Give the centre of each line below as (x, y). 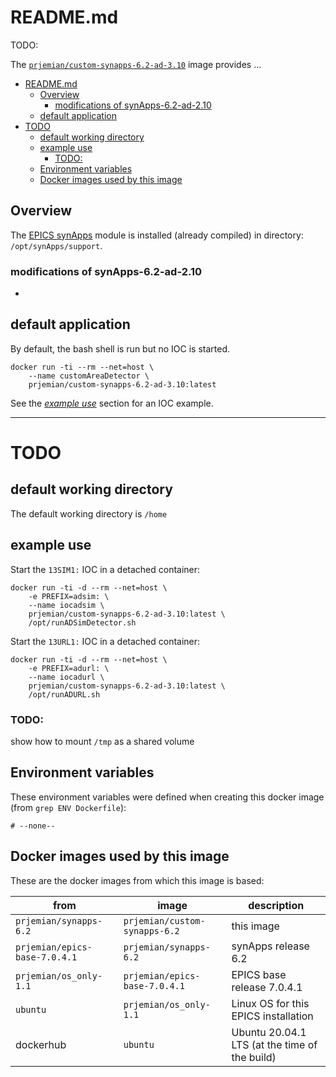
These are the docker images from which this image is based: (137, 880)
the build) (254, 1057)
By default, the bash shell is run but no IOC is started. (120, 348)
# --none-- (33, 826)
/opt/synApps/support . (56, 245)
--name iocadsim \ (66, 605)
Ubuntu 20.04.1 (269, 1032)
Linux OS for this (270, 1003)
